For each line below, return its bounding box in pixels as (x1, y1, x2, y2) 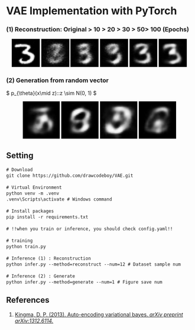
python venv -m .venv (6, 190, 60, 196)
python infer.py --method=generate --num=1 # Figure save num (6, 279, 162, 285)
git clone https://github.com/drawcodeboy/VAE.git (6, 173, 134, 179)
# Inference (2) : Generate (6, 273, 76, 279)
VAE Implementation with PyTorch (6, 4, 177, 18)
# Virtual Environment (6, 185, 62, 190)
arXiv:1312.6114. (14, 317, 54, 324)
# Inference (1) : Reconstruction (6, 255, 92, 261)
